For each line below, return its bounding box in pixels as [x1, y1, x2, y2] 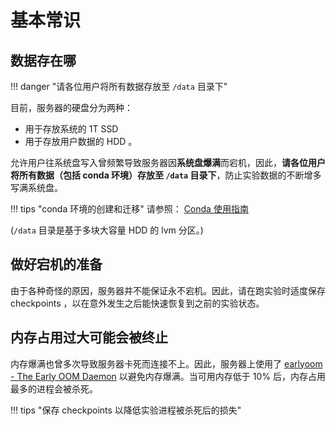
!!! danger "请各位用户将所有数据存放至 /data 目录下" [10, 81, 228, 92]
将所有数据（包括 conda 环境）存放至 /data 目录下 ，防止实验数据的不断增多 [10, 169, 322, 181]
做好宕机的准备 [10, 256, 103, 273]
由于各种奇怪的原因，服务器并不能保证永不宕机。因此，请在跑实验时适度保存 [10, 284, 326, 296]
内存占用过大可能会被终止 [10, 329, 168, 346]
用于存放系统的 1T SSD [24, 123, 119, 135]
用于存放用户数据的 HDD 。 [24, 136, 138, 147]
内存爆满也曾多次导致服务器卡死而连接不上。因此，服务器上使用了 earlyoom [10, 357, 323, 370]
